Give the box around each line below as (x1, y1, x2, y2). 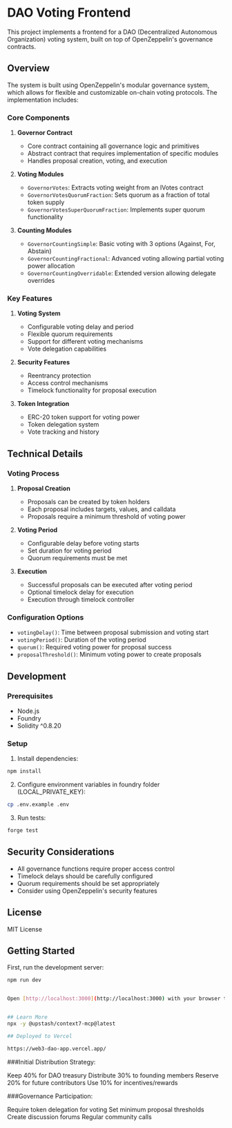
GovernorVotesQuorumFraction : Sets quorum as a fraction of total (27, 191, 210, 199)
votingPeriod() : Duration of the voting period (17, 636, 146, 644)
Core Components (7, 113, 70, 122)
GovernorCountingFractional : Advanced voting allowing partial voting (27, 255, 224, 263)
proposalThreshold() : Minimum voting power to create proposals (17, 650, 202, 658)
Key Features (7, 293, 53, 303)
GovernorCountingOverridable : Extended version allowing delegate (27, 269, 216, 277)
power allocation (27, 261, 75, 270)
